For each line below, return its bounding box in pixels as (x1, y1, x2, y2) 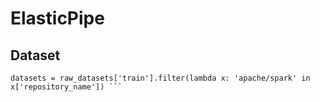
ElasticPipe (10, 7, 105, 30)
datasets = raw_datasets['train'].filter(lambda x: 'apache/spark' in (10, 73, 311, 83)
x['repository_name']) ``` (10, 82, 123, 92)
